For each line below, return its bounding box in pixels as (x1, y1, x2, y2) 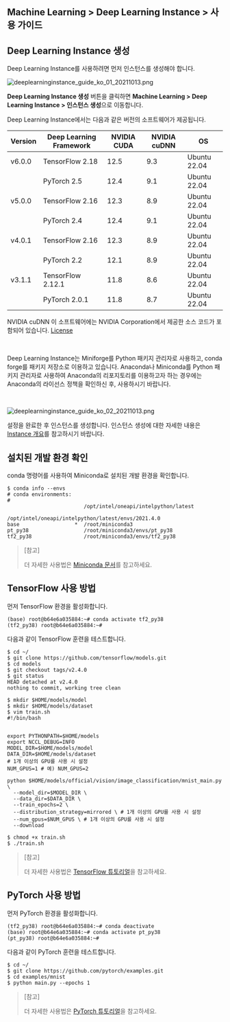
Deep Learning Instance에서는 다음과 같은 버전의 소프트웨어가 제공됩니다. (7, 115, 207, 124)
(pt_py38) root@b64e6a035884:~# (7, 935, 99, 942)
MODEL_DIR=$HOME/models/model (7, 745, 94, 751)
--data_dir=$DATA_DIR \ (13, 795, 81, 802)
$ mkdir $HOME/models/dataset (7, 703, 94, 709)
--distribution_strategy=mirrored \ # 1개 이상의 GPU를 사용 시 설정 (13, 808, 202, 815)
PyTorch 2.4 (43, 216, 83, 225)
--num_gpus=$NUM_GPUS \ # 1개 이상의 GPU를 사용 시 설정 (13, 816, 165, 823)
